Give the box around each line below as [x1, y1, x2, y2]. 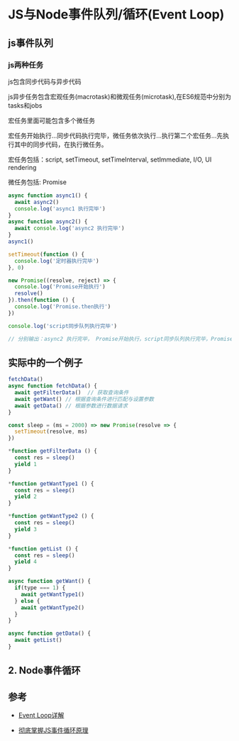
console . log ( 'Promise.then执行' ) [14, 303, 111, 310]
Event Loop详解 [18, 711, 65, 720]
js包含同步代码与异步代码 [8, 77, 82, 86]
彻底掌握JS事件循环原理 [18, 726, 89, 735]
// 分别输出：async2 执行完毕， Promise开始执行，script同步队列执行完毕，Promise [8, 335, 233, 342]
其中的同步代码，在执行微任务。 [13, 140, 108, 149]
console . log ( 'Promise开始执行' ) [14, 283, 106, 290]
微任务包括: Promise [8, 178, 67, 186]
